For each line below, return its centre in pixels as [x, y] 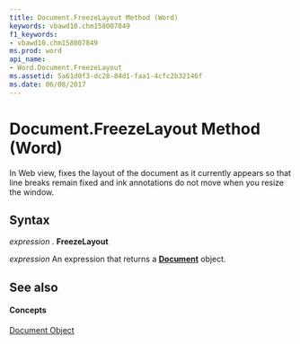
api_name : [28, 59]
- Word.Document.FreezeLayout [66, 68]
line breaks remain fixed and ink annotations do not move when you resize [147, 182]
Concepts [28, 310]
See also [34, 287]
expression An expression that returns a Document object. [118, 259]
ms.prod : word [36, 51]
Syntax [30, 220]
